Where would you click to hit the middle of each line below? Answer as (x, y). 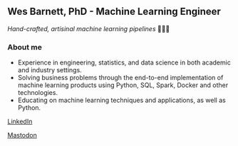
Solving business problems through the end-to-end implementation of (120, 78)
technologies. (38, 93)
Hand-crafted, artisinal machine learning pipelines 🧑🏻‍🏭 (89, 28)
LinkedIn (20, 122)
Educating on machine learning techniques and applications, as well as (121, 100)
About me (25, 47)
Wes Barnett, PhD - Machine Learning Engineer (114, 12)
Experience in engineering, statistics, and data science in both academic (124, 62)
